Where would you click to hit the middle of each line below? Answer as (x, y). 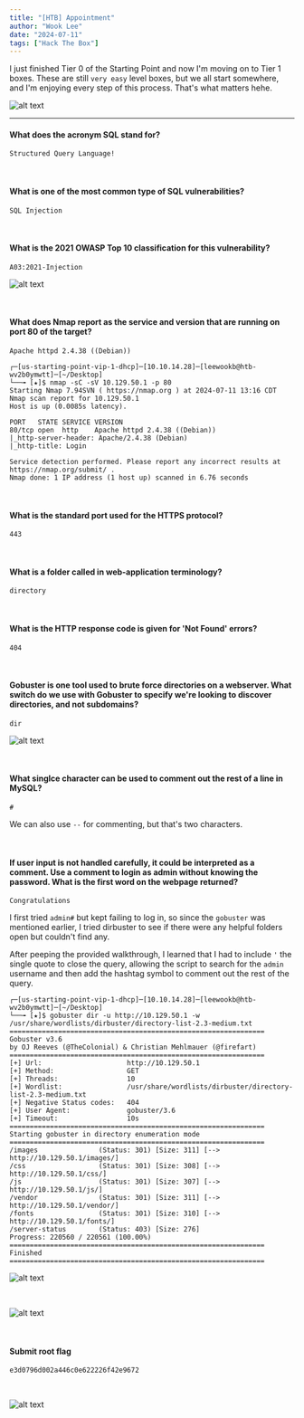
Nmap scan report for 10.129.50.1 (75, 399)
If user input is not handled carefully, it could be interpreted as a (132, 862)
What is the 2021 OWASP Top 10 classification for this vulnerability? (140, 248)
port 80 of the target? (51, 332)
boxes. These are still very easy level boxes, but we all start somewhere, (144, 79)
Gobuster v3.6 (36, 1040)
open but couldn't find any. (60, 937)
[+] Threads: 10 (72, 1079)
